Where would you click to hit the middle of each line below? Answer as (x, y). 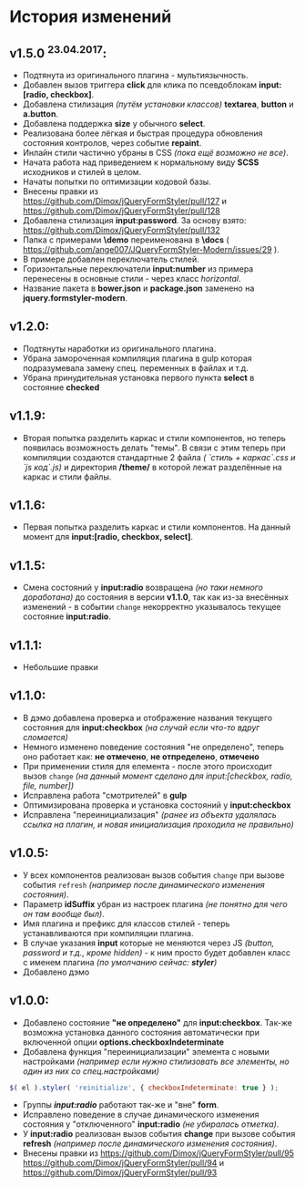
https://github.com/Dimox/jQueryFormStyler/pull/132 (121, 230)
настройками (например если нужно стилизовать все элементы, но (156, 1061)
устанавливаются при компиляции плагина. (108, 933)
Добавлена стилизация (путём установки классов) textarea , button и (158, 104)
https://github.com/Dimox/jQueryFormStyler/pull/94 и (123, 1163)
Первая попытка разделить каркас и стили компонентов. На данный (157, 527)
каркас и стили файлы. (67, 477)
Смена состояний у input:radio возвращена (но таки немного (143, 588)
